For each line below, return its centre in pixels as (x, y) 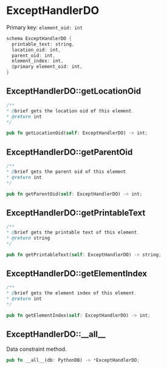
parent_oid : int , (34, 55)
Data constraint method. (36, 349)
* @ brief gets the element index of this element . (72, 293)
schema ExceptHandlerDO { (39, 38)
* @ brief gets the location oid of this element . (70, 111)
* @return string (28, 238)
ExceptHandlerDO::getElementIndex (77, 274)
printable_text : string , (43, 44)
